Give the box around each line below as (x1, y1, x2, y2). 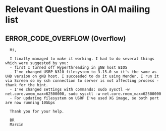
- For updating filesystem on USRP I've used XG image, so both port (10, 96, 159, 101)
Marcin (10, 122, 24, 127)
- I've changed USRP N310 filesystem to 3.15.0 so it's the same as (10, 69, 157, 74)
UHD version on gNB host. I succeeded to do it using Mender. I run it (5, 74, 159, 79)
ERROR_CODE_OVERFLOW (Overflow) (5, 34, 126, 43)
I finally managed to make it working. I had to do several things (10, 56, 155, 61)
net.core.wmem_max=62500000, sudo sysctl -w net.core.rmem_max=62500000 (5, 91, 161, 96)
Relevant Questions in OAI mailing (5, 4, 150, 15)
